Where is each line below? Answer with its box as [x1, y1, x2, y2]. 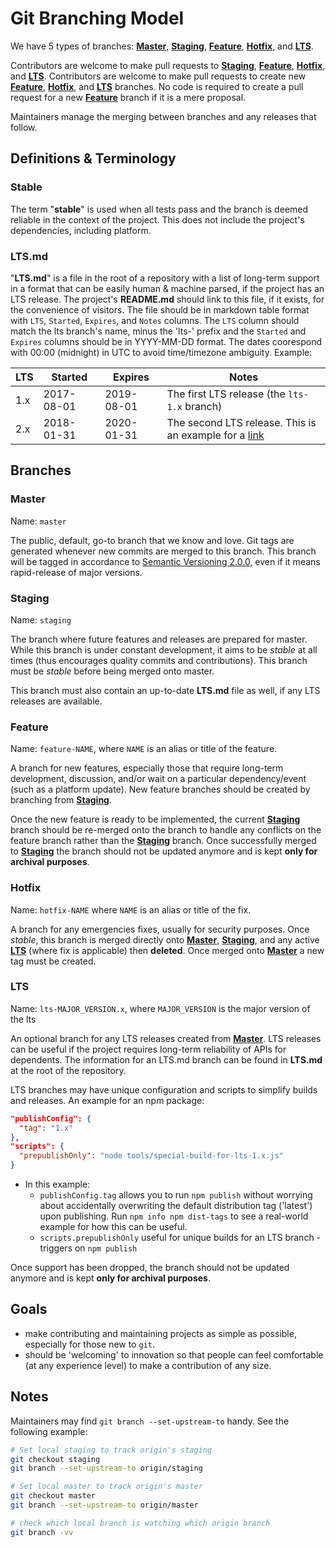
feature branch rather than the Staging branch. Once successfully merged [10, 835, 317, 847]
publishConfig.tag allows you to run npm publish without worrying [39, 1189, 313, 1201]
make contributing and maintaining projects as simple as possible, [24, 1327, 297, 1339]
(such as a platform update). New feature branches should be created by [10, 783, 311, 796]
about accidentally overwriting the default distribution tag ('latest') [39, 1200, 313, 1212]
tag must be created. [10, 955, 97, 967]
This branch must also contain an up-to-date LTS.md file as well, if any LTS [10, 684, 321, 696]
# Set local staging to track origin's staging [10, 1445, 213, 1455]
